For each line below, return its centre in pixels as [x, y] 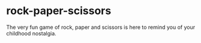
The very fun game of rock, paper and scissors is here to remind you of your [101, 27]
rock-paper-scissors [59, 11]
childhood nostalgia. [31, 33]
